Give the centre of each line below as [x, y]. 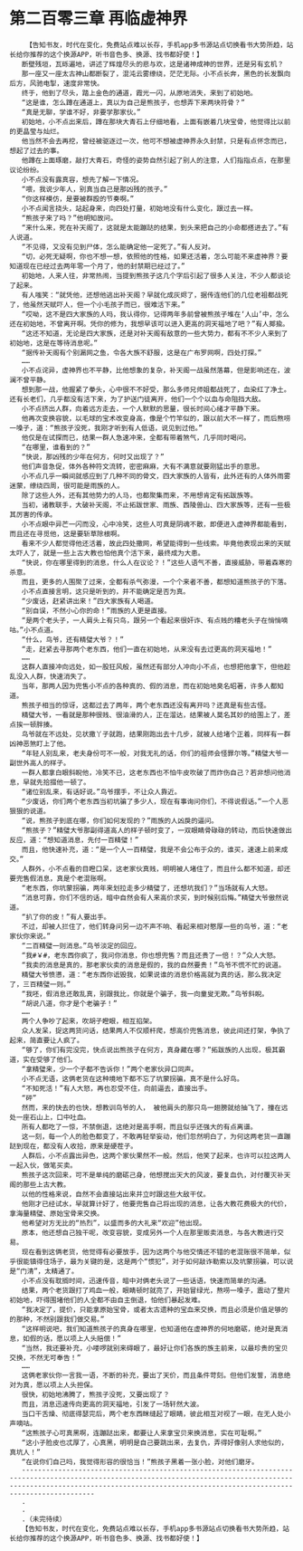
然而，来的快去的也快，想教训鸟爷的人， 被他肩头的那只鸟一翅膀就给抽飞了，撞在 [151, 1107]
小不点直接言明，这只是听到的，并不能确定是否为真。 [105, 591]
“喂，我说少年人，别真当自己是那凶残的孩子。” [95, 189]
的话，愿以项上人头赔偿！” [79, 1338]
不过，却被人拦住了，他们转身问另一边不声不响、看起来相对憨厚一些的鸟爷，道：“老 [155, 926]
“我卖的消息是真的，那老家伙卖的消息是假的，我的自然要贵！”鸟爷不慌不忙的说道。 [153, 965]
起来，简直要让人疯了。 [47, 1040]
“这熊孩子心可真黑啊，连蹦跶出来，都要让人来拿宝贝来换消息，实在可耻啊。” [142, 1433]
